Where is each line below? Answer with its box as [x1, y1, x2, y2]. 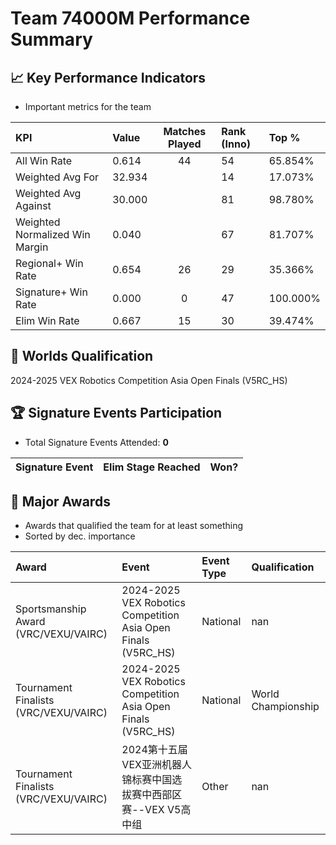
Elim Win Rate [15, 314, 80, 327]
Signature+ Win [15, 285, 88, 299]
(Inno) [221, 137, 251, 151]
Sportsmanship [15, 602, 87, 616]
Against [15, 199, 52, 212]
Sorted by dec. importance [24, 530, 136, 542]
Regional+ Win [15, 257, 84, 270]
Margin [15, 240, 49, 254]
